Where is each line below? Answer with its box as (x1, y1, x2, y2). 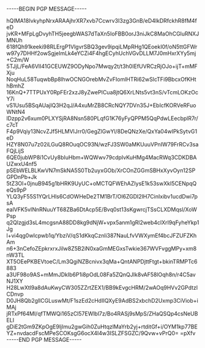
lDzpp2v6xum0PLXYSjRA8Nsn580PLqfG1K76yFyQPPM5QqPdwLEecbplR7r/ (6, 115, 199, 122)
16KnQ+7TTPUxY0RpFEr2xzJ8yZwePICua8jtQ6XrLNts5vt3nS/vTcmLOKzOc (6, 89, 199, 96)
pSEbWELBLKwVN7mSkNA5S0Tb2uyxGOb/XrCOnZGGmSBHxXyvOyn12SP (6, 167, 196, 174)
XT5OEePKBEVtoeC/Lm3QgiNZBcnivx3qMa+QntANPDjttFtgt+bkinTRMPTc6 (6, 258, 198, 265)
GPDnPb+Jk (6, 173, 37, 180)
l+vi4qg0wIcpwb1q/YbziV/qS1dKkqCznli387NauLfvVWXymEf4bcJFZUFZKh (6, 232, 197, 239)
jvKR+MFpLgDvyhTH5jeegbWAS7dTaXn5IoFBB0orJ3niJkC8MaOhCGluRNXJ (6, 30, 199, 37)
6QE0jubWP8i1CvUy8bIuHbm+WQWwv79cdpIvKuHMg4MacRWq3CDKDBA (6, 154, 197, 161)
